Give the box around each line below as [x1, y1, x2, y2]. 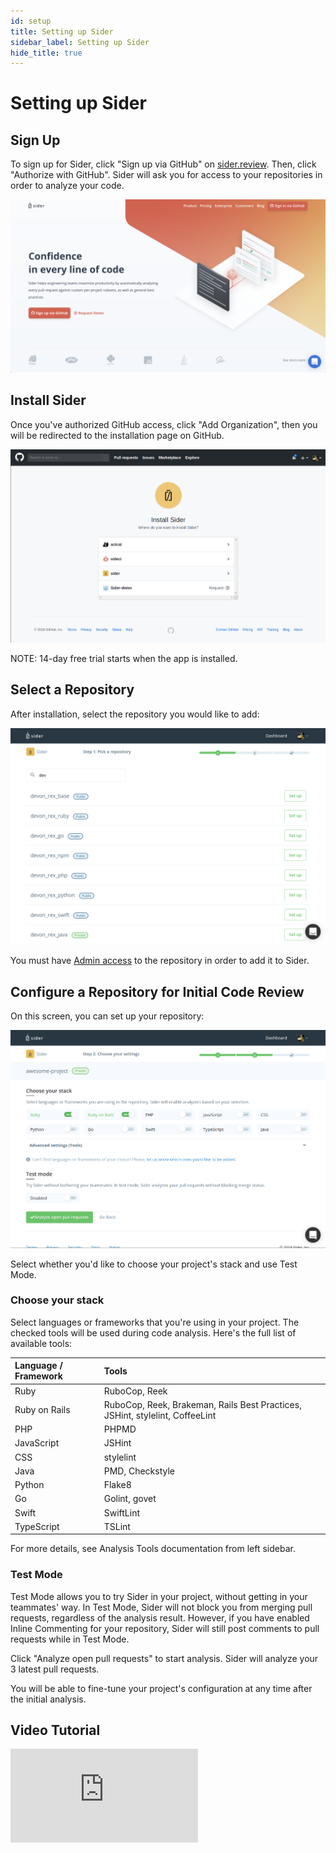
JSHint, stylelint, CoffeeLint [103, 1409, 217, 1421]
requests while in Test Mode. [10, 1633, 130, 1645]
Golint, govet [103, 1493, 157, 1505]
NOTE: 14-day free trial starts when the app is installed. [10, 653, 238, 665]
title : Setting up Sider [10, 26, 114, 37]
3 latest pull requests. [10, 1663, 100, 1675]
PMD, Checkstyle [103, 1465, 176, 1477]
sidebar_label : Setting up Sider [10, 37, 150, 47]
